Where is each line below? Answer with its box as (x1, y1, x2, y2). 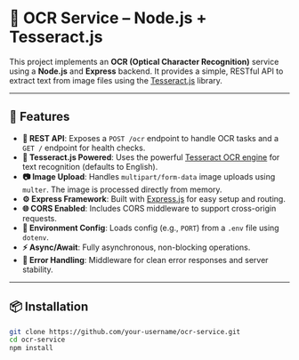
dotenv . (21, 231, 49, 243)
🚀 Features (9, 109, 70, 124)
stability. (21, 264, 53, 275)
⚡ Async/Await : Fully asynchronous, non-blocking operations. (21, 242, 251, 252)
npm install (9, 344, 53, 353)
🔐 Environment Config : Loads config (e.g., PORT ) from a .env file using (21, 222, 279, 233)
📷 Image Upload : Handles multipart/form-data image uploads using (21, 171, 276, 181)
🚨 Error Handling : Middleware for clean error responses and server (21, 254, 269, 265)
